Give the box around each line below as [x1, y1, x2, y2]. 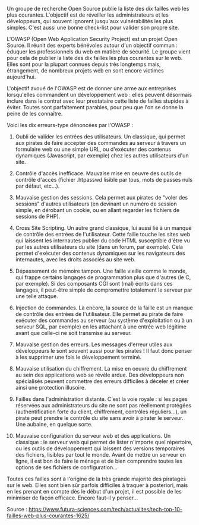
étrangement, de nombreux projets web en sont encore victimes [7, 67, 164, 74]
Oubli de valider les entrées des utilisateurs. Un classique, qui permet [15, 133, 186, 140]
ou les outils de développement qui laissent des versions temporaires [15, 445, 185, 452]
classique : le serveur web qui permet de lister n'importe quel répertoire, [15, 439, 193, 445]
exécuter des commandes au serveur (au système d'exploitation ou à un [15, 317, 192, 324]
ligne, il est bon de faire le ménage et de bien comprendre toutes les [15, 457, 183, 464]
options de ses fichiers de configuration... [15, 464, 118, 471]
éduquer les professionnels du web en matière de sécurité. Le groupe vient [7, 48, 191, 55]
